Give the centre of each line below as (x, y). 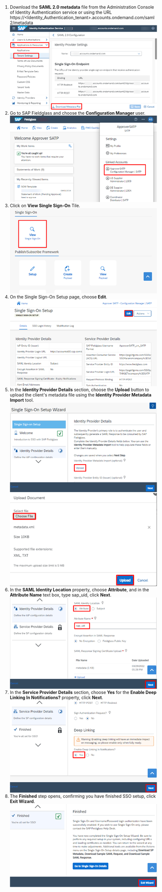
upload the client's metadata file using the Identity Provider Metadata (81, 395)
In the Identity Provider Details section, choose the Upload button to (79, 390)
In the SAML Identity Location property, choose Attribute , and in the (79, 590)
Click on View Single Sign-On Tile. (45, 205)
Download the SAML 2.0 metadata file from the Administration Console (82, 7)
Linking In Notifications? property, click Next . (56, 697)
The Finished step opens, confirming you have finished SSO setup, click (83, 796)
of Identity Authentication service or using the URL (61, 12)
